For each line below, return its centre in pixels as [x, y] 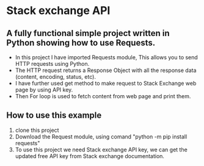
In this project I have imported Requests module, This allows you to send [107, 57]
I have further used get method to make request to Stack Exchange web [106, 83]
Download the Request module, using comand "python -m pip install [101, 136]
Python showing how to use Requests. [81, 42]
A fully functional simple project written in [88, 33]
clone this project [37, 130]
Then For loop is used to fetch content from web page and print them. [103, 96]
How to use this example [54, 116]
